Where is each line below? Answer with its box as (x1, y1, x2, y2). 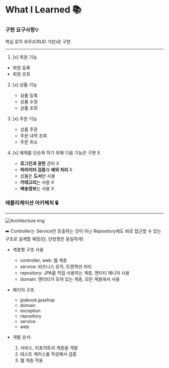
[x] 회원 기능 (12, 54, 38, 60)
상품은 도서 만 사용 (20, 173, 55, 179)
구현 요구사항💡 (5, 26, 39, 33)
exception (20, 308, 41, 314)
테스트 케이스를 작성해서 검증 (20, 351, 77, 357)
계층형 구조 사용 (12, 246, 44, 252)
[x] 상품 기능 (12, 82, 38, 88)
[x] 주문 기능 (12, 116, 38, 122)
